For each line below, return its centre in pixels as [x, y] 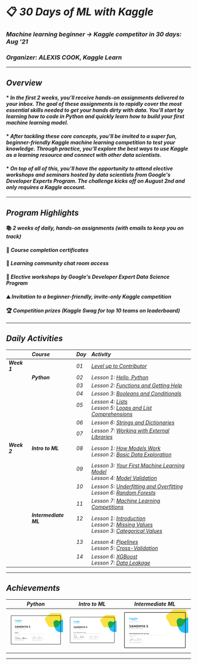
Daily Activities [35, 339]
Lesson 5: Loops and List [122, 408]
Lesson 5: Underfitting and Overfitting [137, 486]
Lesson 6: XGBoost [114, 556]
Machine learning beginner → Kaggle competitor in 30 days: [94, 35]
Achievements [33, 588]
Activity [101, 354]
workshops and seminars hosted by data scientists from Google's [89, 174]
